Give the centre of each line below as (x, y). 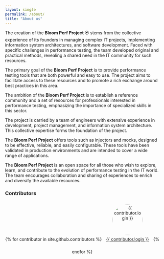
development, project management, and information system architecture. (79, 126)
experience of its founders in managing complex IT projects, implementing (80, 40)
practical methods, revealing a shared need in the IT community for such (78, 55)
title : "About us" (24, 19)
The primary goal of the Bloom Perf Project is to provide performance (76, 70)
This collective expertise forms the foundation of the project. (66, 130)
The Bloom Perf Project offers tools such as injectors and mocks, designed (81, 140)
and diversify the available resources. (43, 181)
